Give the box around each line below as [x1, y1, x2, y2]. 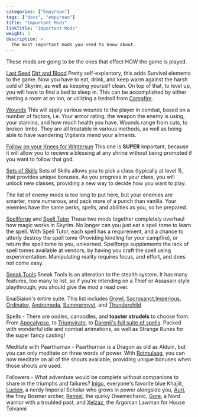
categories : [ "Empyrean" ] [6, 8, 70, 15]
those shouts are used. [6, 362, 62, 369]
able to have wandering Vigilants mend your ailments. [6, 131, 137, 138]
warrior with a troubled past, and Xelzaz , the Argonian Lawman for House [6, 399, 185, 406]
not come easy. [6, 259, 44, 266]
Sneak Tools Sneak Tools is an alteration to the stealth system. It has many [6, 270, 188, 278]
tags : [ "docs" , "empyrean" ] [6, 14, 76, 20]
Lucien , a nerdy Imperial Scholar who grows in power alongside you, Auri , [6, 386, 186, 393]
